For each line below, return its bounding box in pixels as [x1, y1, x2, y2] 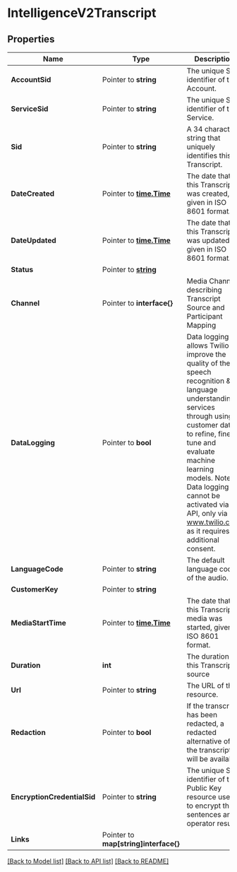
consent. [186, 544, 216, 553]
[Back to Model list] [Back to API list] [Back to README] [7, 857, 169, 865]
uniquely [186, 142, 216, 151]
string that [186, 133, 221, 143]
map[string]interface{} [102, 839, 180, 849]
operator [186, 818, 216, 828]
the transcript [186, 746, 231, 755]
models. [186, 473, 214, 483]
